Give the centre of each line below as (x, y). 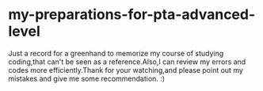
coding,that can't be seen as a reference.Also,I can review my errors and (127, 62)
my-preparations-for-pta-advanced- (132, 15)
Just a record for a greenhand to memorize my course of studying (116, 53)
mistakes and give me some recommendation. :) (86, 78)
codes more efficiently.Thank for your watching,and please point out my (126, 70)
